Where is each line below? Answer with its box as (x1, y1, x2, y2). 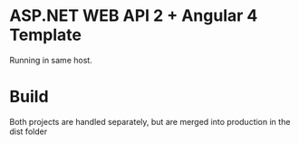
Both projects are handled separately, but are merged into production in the (9, 116, 291, 127)
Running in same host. (9, 54, 92, 65)
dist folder (9, 126, 48, 137)
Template (9, 24, 82, 45)
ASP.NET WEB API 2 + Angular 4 (9, 5, 258, 26)
